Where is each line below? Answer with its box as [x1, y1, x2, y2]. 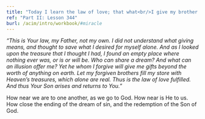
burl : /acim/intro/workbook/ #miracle [6, 20, 103, 26]
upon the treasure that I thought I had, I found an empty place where [6, 50, 179, 57]
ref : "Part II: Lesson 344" [6, 15, 78, 21]
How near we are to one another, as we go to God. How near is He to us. [6, 94, 189, 101]
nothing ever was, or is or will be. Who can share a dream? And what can [6, 56, 192, 64]
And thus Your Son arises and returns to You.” [6, 82, 123, 90]
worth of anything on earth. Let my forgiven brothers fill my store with [6, 70, 182, 77]
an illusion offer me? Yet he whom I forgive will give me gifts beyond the [6, 63, 187, 70]
